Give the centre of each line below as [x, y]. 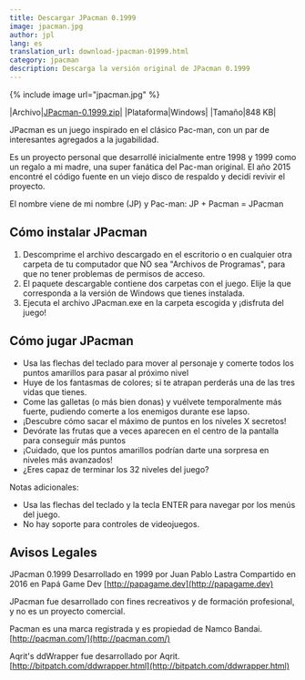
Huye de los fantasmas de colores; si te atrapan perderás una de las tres [159, 382]
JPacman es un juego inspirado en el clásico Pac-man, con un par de [140, 129]
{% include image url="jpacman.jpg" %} [85, 94]
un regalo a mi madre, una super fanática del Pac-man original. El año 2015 [150, 167]
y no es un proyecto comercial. [67, 612]
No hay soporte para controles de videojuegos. [111, 523]
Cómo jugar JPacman [71, 341]
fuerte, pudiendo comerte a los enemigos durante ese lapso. [136, 411]
